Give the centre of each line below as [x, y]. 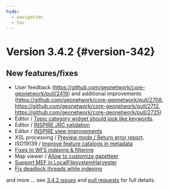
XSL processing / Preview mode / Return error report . [79, 137]
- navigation [27, 17]
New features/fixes [42, 73]
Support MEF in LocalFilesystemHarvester [66, 163]
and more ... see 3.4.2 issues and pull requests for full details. [81, 180]
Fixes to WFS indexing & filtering [54, 150]
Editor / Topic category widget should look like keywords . [84, 119]
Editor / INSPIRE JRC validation [52, 125]
